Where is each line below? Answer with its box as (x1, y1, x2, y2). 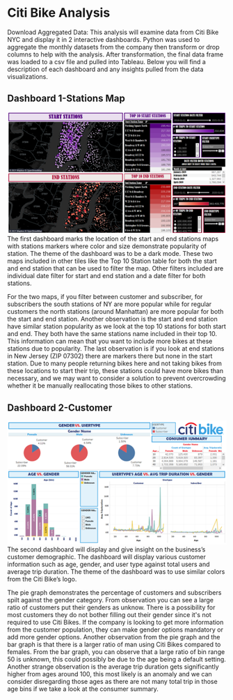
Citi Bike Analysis (7, 5, 111, 21)
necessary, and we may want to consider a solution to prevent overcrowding (7, 374, 226, 383)
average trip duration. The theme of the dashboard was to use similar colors (7, 567, 225, 576)
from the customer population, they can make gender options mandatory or (7, 625, 224, 634)
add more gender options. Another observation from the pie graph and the (7, 632, 220, 641)
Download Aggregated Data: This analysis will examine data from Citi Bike (7, 28, 219, 36)
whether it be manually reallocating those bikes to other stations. (7, 381, 193, 390)
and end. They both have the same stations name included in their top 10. (7, 330, 218, 338)
